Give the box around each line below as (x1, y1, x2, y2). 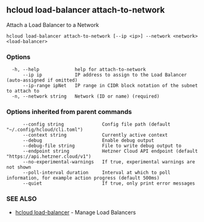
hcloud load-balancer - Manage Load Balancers (15, 209, 136, 216)
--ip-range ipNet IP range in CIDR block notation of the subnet (22, 83, 199, 89)
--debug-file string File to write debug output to (22, 143, 182, 149)
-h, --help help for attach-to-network (12, 67, 147, 73)
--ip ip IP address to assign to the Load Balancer (22, 72, 188, 78)
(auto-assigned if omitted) (6, 77, 78, 83)
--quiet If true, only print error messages (22, 180, 195, 186)
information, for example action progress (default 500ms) (6, 175, 160, 182)
